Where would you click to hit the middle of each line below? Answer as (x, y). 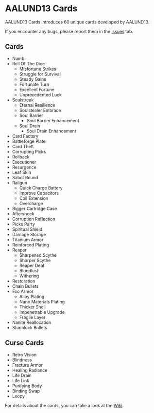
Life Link (21, 380)
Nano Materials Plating (42, 301)
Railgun (20, 183)
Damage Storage (29, 234)
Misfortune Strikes (38, 69)
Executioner (24, 162)
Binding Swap (26, 391)
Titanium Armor (28, 240)
